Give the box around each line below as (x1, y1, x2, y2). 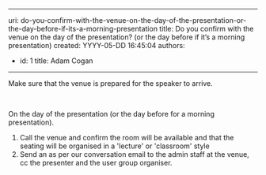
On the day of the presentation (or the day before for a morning (8, 110, 215, 118)
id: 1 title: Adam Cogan (19, 56, 93, 65)
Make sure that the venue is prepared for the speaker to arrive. (8, 79, 214, 87)
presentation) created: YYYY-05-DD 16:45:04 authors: (8, 41, 185, 50)
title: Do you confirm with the (159, 24, 254, 33)
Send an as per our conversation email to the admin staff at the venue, (19, 150, 249, 158)
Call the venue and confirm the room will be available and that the (19, 133, 234, 142)
